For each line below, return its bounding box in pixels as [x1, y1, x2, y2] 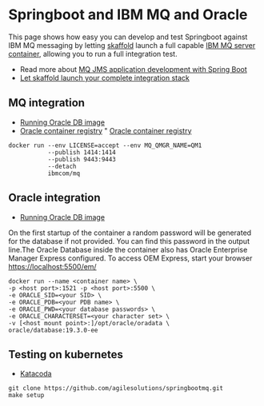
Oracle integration [8, 191, 101, 205]
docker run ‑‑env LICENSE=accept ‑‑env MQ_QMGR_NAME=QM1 [8, 141, 202, 149]
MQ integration [8, 96, 86, 109]
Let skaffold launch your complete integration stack [19, 73, 190, 82]
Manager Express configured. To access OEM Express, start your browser [8, 253, 253, 263]
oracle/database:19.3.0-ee [8, 326, 98, 334]
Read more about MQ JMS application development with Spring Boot [19, 64, 248, 74]
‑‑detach [47, 162, 78, 170]
